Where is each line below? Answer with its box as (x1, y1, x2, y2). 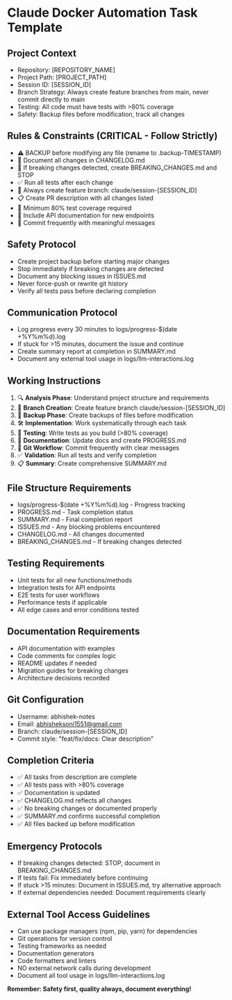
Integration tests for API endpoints (17, 583, 116, 591)
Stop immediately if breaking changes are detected (17, 264, 165, 272)
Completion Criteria (7, 754, 94, 766)
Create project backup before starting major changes (17, 257, 170, 265)
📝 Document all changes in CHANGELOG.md (17, 156, 145, 164)
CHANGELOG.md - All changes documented (17, 530, 144, 539)
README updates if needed (17, 659, 97, 667)
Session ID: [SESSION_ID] (17, 81, 92, 88)
